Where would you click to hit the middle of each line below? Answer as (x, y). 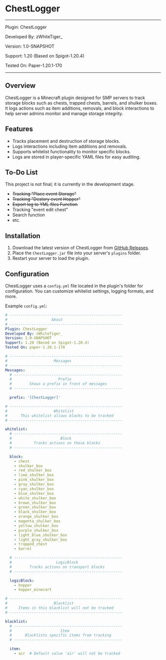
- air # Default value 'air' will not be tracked (67, 654)
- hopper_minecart (33, 590)
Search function (29, 215)
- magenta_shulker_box (37, 521)
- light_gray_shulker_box (41, 540)
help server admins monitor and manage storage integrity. (64, 113)
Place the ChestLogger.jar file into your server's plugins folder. (77, 253)
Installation (23, 236)
